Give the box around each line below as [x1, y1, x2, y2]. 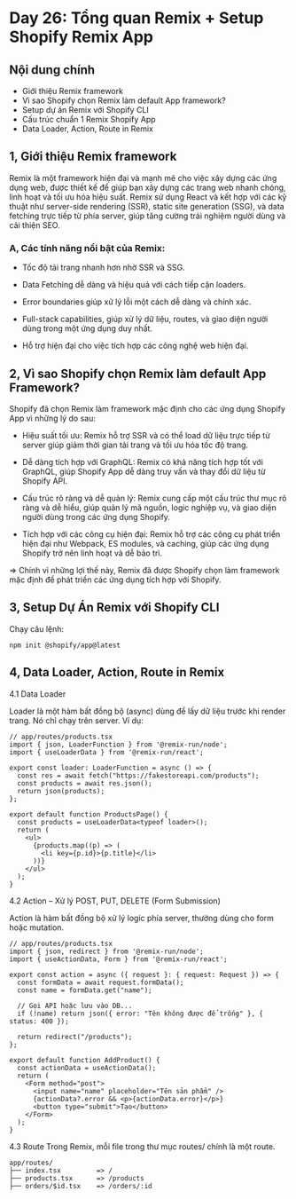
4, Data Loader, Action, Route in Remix [9, 665, 225, 680]
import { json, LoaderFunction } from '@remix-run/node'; [9, 740, 228, 749]
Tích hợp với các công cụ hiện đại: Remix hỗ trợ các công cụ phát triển [21, 528, 281, 540]
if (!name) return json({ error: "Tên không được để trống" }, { [17, 1009, 264, 1018]
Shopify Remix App [9, 27, 153, 47]
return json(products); [17, 786, 105, 795]
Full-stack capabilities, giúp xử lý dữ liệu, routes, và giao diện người [21, 314, 269, 325]
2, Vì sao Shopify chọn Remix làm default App [9, 366, 267, 381]
